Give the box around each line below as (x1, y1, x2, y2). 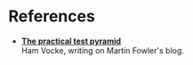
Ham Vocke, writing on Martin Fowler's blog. (20, 45, 184, 55)
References (8, 6, 95, 27)
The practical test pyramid (20, 36, 122, 46)
